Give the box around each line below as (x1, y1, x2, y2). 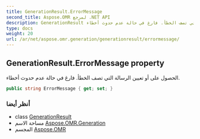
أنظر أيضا (6, 99, 30, 108)
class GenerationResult (14, 113, 72, 120)
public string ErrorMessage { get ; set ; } (6, 86, 113, 91)
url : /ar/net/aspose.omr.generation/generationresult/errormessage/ (6, 36, 180, 42)
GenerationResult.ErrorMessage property (6, 58, 165, 68)
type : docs (6, 25, 33, 31)
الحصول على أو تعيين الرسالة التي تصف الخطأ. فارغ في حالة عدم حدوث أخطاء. (6, 74, 180, 81)
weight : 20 (6, 31, 33, 37)
